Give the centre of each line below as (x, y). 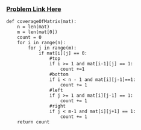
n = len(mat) (33, 27)
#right (58, 106)
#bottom (59, 74)
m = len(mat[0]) (38, 32)
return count (33, 122)
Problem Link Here (34, 9)
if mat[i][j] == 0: (63, 53)
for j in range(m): (52, 48)
